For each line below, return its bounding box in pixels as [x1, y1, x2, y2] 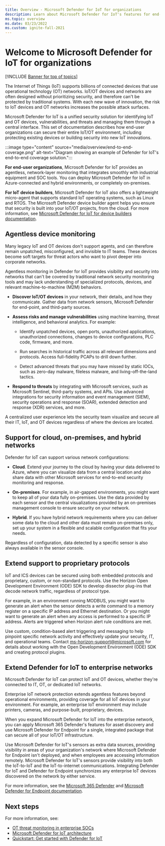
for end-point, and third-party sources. [12, 304, 91, 310]
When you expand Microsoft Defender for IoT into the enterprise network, [5, 716, 154, 723]
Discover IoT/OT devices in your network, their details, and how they [12, 294, 152, 299]
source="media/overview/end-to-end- [55, 144, 133, 150]
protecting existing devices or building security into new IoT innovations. [5, 135, 152, 141]
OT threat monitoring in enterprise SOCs [12, 825, 94, 831]
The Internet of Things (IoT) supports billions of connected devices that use [5, 83, 158, 89]
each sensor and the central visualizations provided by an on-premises [12, 499, 156, 506]
